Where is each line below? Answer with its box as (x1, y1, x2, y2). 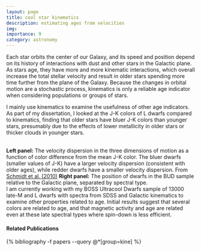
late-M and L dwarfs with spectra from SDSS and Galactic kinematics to (6, 192, 184, 199)
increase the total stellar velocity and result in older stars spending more (6, 73, 185, 79)
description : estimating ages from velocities (6, 20, 125, 26)
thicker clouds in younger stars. (6, 129, 85, 136)
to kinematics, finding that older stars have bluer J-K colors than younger (6, 116, 188, 123)
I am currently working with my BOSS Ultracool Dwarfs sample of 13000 (6, 185, 184, 193)
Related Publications (6, 225, 59, 232)
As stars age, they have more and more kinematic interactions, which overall (6, 66, 195, 73)
